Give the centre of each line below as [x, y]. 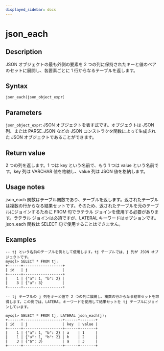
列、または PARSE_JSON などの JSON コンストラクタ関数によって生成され [81, 131]
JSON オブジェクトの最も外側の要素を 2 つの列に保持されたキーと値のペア [81, 64]
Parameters [24, 112]
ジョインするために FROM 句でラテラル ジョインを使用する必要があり [84, 211]
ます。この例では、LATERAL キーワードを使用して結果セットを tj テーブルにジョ [84, 302]
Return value [25, 153]
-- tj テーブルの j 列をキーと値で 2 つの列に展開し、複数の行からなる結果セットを [81, 297]
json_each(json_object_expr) [35, 97]
